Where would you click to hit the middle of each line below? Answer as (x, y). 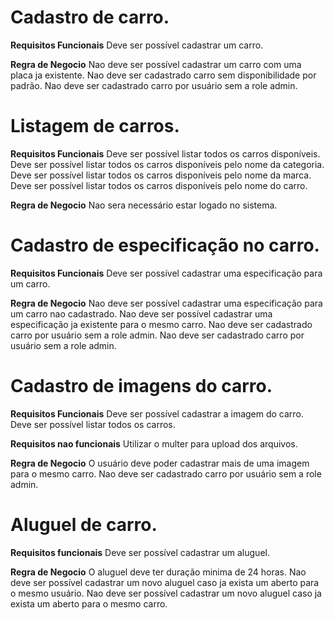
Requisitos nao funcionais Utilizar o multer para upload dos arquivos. (154, 443)
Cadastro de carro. (90, 17)
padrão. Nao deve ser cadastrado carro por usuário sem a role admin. (154, 85)
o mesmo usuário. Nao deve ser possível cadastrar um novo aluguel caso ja (166, 593)
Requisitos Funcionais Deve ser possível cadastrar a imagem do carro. (157, 413)
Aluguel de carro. (84, 524)
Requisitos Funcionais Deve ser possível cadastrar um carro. (137, 45)
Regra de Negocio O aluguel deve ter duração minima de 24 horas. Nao (158, 572)
